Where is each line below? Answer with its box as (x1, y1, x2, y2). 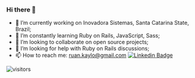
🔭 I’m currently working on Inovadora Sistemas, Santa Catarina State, (15, 19, 189, 27)
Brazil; (15, 25, 32, 33)
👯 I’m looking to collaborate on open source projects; (15, 39, 149, 46)
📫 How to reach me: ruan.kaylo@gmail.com (15, 51, 127, 59)
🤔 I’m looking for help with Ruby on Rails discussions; (15, 45, 150, 52)
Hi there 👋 (6, 5, 37, 14)
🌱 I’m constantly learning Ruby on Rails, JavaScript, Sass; (15, 32, 160, 39)
